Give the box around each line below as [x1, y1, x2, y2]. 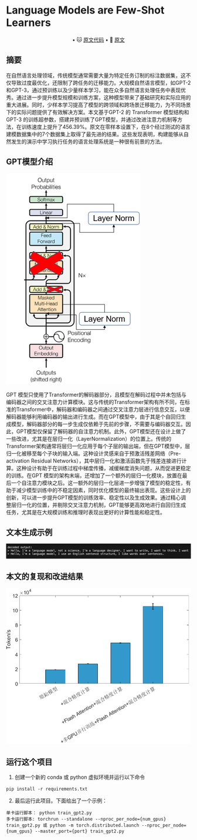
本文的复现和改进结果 [6, 571, 83, 582]
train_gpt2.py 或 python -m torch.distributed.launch [6, 822, 140, 829]
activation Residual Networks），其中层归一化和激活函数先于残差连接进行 [6, 457, 182, 464]
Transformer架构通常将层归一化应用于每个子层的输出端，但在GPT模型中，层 [6, 442, 191, 450]
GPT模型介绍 [6, 157, 53, 167]
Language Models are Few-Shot [6, 4, 165, 17]
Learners [6, 16, 51, 29]
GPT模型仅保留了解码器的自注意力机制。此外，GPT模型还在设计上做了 [16, 427, 186, 435]
